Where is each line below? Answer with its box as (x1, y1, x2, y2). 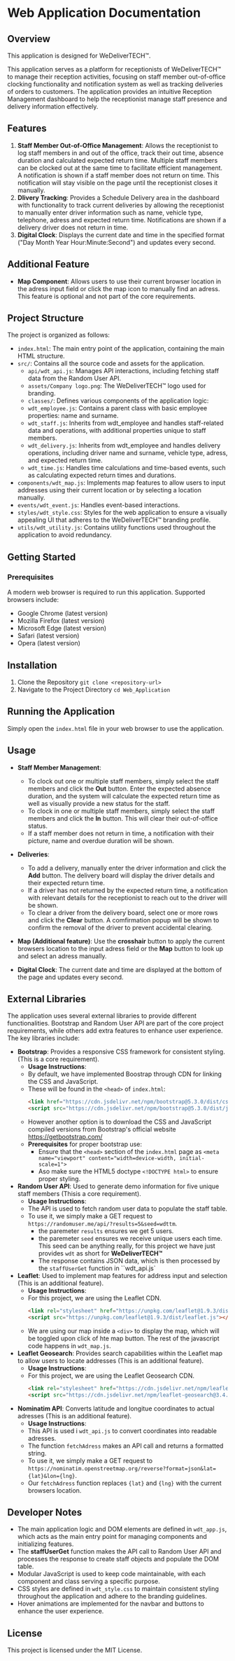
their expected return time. (27, 878, 105, 887)
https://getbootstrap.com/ (27, 1133, 103, 1141)
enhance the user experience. (17, 1607, 104, 1615)
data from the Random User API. (27, 374, 122, 383)
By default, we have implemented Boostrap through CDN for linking (27, 1070, 222, 1078)
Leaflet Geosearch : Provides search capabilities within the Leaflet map (17, 1349, 222, 1357)
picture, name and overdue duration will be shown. (27, 836, 174, 845)
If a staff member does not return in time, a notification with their (27, 829, 215, 838)
